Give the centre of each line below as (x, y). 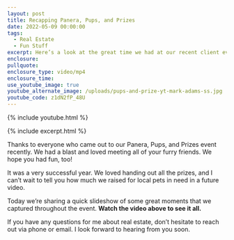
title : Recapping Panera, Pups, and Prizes (71, 20)
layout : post (26, 14)
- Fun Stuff (31, 46)
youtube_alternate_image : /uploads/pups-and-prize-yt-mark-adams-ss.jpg (115, 91)
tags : (15, 33)
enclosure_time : (31, 78)
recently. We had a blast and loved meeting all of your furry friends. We (110, 152)
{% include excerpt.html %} (47, 131)
